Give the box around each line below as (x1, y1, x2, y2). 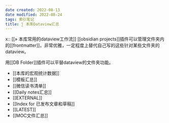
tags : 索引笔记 (5, 17, 35, 22)
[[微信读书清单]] (12, 83, 47, 89)
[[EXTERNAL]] (12, 95, 43, 101)
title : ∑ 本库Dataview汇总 (5, 21, 59, 27)
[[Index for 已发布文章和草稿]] (12, 101, 75, 107)
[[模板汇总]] (12, 76, 38, 83)
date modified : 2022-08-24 (5, 12, 62, 17)
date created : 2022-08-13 (5, 7, 60, 13)
